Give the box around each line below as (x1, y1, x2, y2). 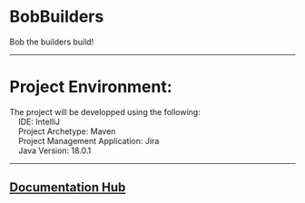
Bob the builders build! (9, 36, 94, 47)
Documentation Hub (9, 179, 126, 196)
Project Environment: (9, 77, 172, 97)
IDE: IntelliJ (17, 116, 61, 127)
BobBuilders (9, 6, 104, 27)
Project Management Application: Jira (17, 135, 160, 146)
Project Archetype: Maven (17, 125, 116, 137)
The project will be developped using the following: (9, 106, 202, 117)
